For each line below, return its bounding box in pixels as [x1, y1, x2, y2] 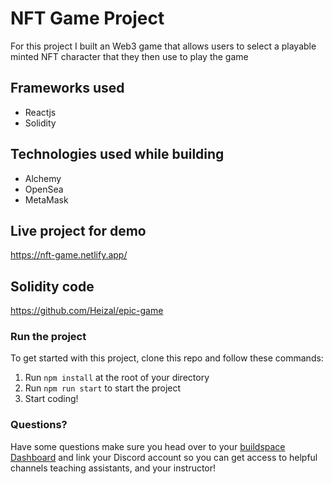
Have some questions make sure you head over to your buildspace [10, 440, 286, 452]
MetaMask [24, 193, 69, 206]
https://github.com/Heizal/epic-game [10, 305, 164, 317]
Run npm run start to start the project [24, 382, 182, 394]
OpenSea [24, 183, 64, 195]
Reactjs [24, 106, 57, 118]
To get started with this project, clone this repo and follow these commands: [10, 352, 324, 364]
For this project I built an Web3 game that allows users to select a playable [10, 40, 317, 52]
